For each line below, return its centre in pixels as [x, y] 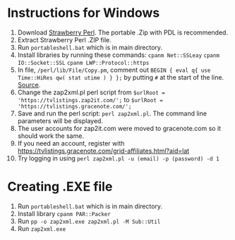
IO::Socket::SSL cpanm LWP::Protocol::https [83, 63]
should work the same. [51, 136]
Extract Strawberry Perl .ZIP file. [64, 39]
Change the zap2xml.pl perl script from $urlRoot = [91, 92]
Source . [29, 84]
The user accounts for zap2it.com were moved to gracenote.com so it [119, 128]
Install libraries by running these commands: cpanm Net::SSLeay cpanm [119, 55]
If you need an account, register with [71, 143]
